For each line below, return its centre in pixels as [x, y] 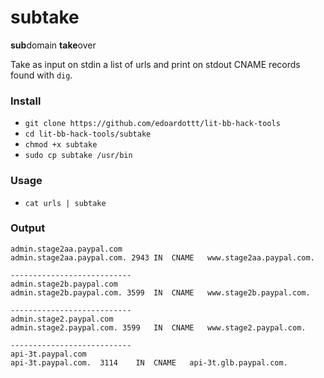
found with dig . [41, 75]
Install [26, 101]
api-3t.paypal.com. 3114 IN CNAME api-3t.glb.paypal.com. [149, 362]
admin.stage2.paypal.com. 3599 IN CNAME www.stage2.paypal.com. [158, 327]
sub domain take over [53, 45]
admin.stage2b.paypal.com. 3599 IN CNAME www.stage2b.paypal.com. [160, 292]
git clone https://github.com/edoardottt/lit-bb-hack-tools [152, 124]
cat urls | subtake [65, 203]
